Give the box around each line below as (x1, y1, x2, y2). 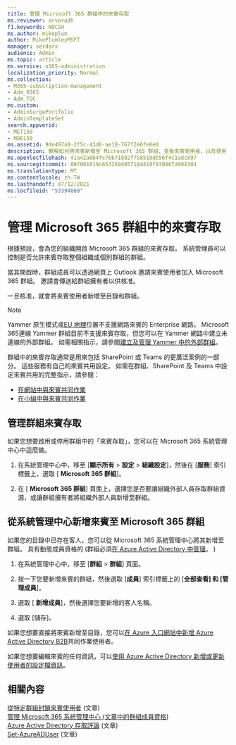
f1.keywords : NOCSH (7, 23, 65, 30)
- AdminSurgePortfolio (7, 108, 74, 115)
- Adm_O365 (7, 89, 39, 96)
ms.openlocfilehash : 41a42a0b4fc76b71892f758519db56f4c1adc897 (7, 154, 197, 162)
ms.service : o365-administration (7, 63, 106, 70)
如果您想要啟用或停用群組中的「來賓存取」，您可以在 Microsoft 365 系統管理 (7, 437, 228, 445)
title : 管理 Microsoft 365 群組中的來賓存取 (7, 10, 130, 18)
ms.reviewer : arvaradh (7, 17, 74, 24)
